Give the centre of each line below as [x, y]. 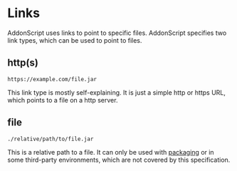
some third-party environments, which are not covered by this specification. [119, 160]
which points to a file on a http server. [63, 100]
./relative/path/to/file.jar [51, 139]
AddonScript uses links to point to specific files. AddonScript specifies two [117, 33]
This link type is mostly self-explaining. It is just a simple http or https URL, [117, 92]
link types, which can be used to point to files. [75, 40]
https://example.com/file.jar [52, 79]
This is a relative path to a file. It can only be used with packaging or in [111, 152]
